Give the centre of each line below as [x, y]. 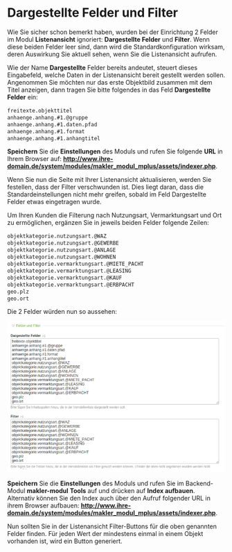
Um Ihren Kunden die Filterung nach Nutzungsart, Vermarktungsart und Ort [115, 215]
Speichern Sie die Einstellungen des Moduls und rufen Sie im [96, 483]
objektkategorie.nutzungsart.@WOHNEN [62, 257]
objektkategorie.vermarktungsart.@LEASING [69, 271]
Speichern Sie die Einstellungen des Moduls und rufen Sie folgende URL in [115, 151]
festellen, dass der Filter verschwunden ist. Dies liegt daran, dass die [106, 187]
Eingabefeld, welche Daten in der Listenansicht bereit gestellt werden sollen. [116, 75]
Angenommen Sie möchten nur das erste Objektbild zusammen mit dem [110, 82]
